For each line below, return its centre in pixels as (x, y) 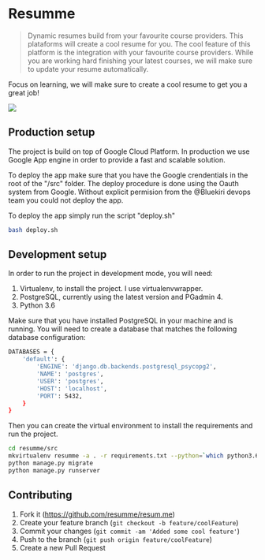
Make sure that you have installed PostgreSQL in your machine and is (121, 321)
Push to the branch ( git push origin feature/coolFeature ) (116, 539)
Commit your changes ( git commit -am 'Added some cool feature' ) (130, 531)
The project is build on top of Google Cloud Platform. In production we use (129, 151)
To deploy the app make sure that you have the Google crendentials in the (128, 175)
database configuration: (47, 338)
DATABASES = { (32, 352)
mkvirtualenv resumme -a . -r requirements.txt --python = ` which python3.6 (134, 456)
